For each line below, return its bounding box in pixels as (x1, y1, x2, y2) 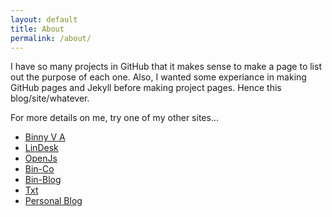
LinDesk (24, 142, 59, 154)
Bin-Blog (24, 174, 62, 186)
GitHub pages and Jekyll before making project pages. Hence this (10, 82, 282, 94)
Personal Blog (24, 195, 83, 207)
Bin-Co (24, 163, 55, 175)
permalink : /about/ (10, 33, 92, 43)
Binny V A (24, 131, 66, 143)
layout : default (10, 14, 78, 25)
